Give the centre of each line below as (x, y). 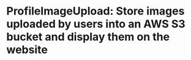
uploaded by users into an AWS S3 (96, 24)
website (27, 50)
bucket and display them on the (88, 37)
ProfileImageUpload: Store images (95, 11)
